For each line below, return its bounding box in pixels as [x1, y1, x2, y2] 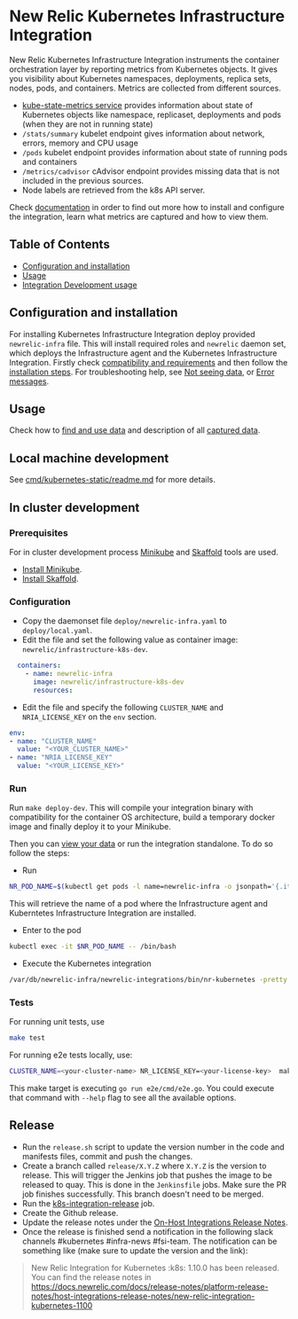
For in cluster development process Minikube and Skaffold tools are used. [9, 546, 279, 557]
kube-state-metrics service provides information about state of [21, 99, 254, 110]
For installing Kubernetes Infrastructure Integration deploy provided [9, 328, 255, 339]
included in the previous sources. [21, 175, 145, 185]
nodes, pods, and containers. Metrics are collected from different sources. [9, 82, 281, 93]
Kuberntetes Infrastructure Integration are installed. [9, 907, 197, 919]
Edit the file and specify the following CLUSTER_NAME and [21, 702, 224, 712]
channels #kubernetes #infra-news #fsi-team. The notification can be [21, 1236, 278, 1246]
